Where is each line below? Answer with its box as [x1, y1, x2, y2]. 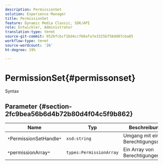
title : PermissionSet [5, 16, 49, 21]
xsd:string [66, 136, 91, 141]
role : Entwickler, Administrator [5, 25, 73, 30]
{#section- [38, 102, 72, 110]
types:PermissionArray [66, 150, 119, 155]
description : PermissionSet [5, 7, 62, 12]
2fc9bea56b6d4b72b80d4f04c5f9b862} [5, 110, 133, 118]
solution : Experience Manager [5, 12, 66, 16]
